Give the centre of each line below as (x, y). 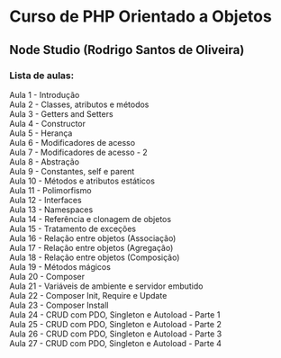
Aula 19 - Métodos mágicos (60, 266)
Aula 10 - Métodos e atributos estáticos (82, 181)
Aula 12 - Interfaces (46, 200)
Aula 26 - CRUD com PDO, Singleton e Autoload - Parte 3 (116, 334)
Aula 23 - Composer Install (59, 305)
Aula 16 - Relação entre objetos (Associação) (93, 238)
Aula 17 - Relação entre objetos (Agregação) (91, 247)
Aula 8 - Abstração (44, 161)
